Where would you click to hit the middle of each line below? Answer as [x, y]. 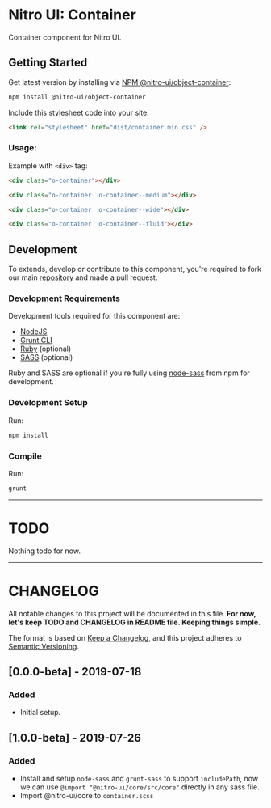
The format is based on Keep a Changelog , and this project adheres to [125, 637]
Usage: [23, 148]
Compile [25, 456]
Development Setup [48, 403]
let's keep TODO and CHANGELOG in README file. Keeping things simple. [134, 622]
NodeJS [33, 332]
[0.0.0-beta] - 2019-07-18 [75, 672]
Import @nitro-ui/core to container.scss [87, 795]
